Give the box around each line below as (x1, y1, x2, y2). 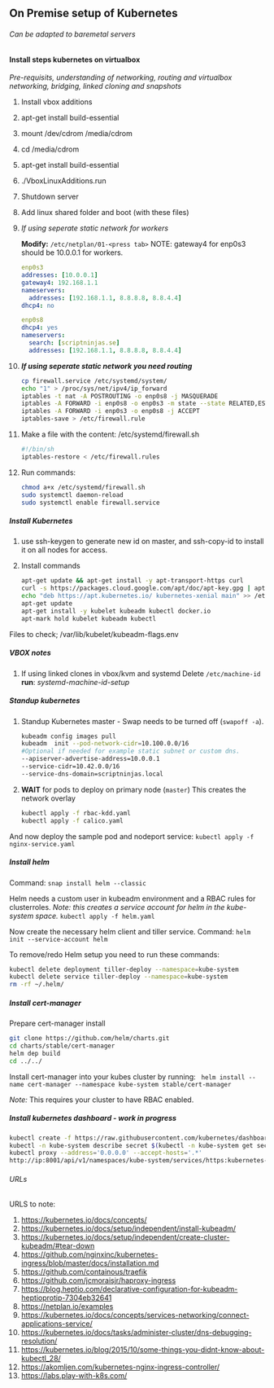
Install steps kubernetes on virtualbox (9, 55, 141, 64)
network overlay (20, 793, 76, 803)
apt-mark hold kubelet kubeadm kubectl (20, 614, 157, 622)
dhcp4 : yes (20, 323, 59, 332)
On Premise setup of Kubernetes (9, 7, 178, 20)
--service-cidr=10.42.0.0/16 (20, 762, 120, 771)
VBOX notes (9, 648, 51, 658)
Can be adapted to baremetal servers (9, 29, 137, 39)
